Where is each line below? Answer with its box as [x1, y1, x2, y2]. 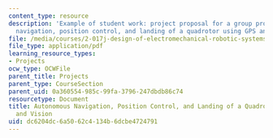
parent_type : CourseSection [8, 80, 104, 88]
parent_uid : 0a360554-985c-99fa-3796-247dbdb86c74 [8, 87, 184, 96]
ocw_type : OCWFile [8, 65, 71, 73]
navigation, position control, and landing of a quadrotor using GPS [15, 27, 256, 35]
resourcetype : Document [8, 95, 89, 103]
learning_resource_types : [8, 50, 96, 58]
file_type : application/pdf [8, 42, 104, 50]
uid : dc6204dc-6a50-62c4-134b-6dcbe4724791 [8, 118, 158, 126]
